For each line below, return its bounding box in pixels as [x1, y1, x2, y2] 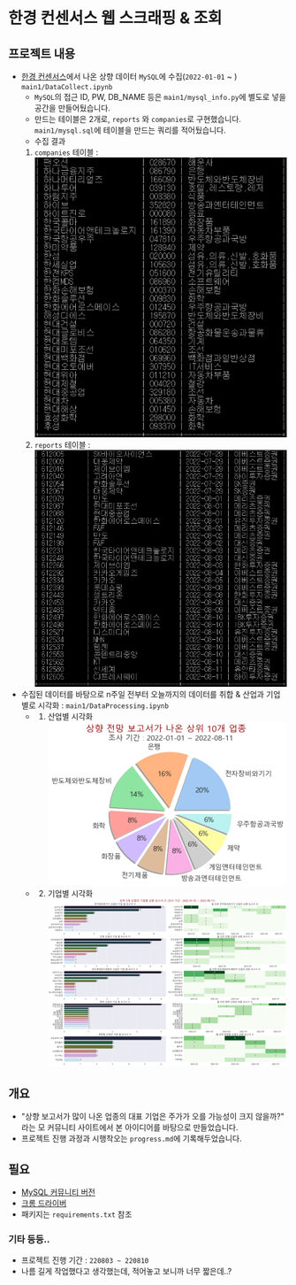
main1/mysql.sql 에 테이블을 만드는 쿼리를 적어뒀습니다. [34, 125, 226, 135]
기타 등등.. [8, 1233, 50, 1245]
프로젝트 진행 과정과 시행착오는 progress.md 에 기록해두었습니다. [20, 1134, 242, 1144]
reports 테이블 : [34, 440, 91, 450]
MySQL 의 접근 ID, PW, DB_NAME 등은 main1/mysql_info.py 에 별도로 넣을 [34, 92, 286, 102]
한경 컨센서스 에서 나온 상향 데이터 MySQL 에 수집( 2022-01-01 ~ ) [20, 72, 238, 81]
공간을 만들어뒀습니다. [34, 103, 111, 113]
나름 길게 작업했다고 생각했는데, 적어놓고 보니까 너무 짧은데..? [20, 1266, 232, 1277]
